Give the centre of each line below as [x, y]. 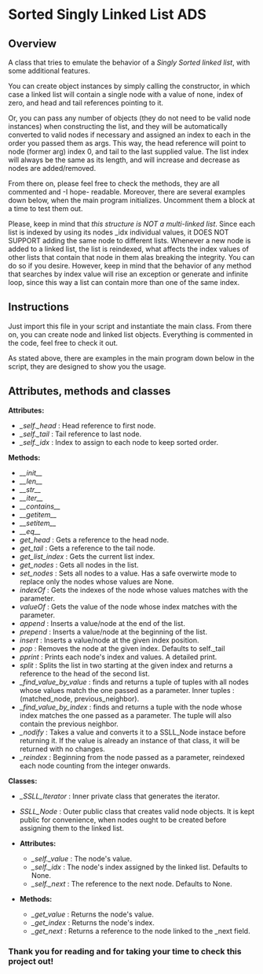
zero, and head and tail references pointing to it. [86, 103]
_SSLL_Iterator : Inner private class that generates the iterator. [120, 796]
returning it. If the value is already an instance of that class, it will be [130, 740]
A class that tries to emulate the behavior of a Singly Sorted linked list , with [129, 62]
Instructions [38, 307]
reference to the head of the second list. [85, 673]
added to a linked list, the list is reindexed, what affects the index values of [129, 249]
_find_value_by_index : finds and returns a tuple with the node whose [131, 707]
